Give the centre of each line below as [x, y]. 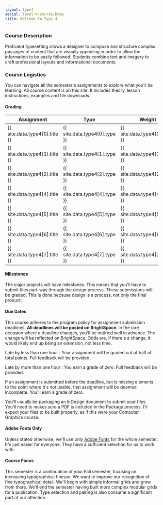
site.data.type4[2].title [33, 174]
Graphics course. [22, 417]
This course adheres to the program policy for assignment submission [75, 322]
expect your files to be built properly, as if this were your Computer [72, 412]
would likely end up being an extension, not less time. [59, 343]
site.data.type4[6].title [33, 235]
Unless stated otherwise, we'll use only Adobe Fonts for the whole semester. [81, 439]
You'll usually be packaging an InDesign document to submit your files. [76, 402]
